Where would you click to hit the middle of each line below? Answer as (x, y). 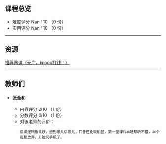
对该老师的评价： (37, 122)
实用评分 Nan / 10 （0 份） (39, 28)
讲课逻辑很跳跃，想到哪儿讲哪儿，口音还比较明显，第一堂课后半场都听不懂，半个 (89, 132)
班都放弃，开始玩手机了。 (42, 137)
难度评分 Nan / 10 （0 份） (39, 22)
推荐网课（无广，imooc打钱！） (38, 62)
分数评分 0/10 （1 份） (42, 115)
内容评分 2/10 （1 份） (42, 109)
